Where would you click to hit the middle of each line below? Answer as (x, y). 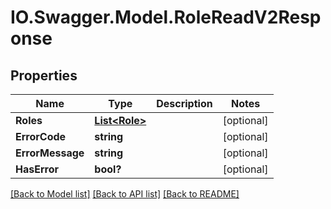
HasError (37, 169)
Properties (44, 75)
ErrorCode (41, 136)
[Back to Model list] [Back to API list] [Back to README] (125, 194)
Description (184, 103)
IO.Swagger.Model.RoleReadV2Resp (166, 17)
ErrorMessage (50, 153)
